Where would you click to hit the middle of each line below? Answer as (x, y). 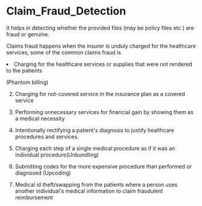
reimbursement (34, 197)
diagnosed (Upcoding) (43, 173)
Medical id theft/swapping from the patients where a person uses (96, 184)
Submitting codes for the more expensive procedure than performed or (103, 166)
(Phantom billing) (27, 82)
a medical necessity (40, 118)
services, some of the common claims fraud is (64, 52)
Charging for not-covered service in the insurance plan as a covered (100, 94)
